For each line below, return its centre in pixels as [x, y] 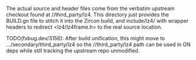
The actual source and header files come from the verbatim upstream [90, 8]
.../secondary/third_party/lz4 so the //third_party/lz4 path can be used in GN [99, 44]
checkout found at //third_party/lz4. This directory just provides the [88, 15]
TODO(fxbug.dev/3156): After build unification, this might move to [86, 38]
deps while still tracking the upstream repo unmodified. [73, 51]
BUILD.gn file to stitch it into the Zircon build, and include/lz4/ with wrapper [97, 21]
